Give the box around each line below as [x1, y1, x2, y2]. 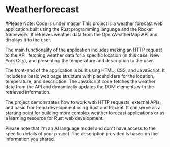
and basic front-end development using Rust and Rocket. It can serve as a [5, 104, 161, 110]
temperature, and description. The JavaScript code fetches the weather [5, 78, 156, 84]
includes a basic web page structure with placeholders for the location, [5, 72, 154, 79]
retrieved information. [5, 89, 51, 95]
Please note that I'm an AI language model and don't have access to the [5, 125, 156, 131]
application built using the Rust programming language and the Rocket [5, 26, 153, 32]
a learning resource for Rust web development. [5, 115, 104, 121]
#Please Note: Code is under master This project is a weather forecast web [5, 20, 163, 27]
